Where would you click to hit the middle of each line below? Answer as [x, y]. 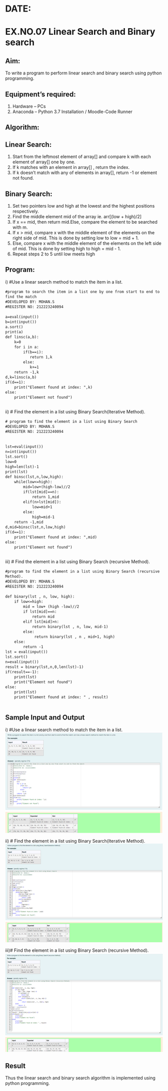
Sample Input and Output [45, 718]
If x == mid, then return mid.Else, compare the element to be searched [85, 222]
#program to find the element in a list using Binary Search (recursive [82, 571]
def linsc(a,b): [22, 337]
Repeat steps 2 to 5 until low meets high [54, 254]
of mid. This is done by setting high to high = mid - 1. [66, 249]
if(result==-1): [22, 672]
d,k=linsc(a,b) [21, 377]
